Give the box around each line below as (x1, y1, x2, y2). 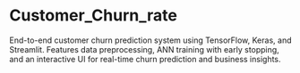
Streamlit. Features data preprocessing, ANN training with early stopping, (9, 44, 279, 54)
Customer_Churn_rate (9, 5, 177, 26)
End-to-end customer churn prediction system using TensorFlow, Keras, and (9, 35, 292, 45)
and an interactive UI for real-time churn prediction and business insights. (9, 53, 281, 64)
